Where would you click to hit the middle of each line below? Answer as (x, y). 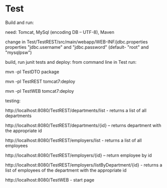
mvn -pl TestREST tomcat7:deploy (40, 81)
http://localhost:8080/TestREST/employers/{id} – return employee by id (78, 155)
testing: (13, 101)
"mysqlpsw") (18, 52)
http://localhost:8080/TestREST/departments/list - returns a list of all (76, 110)
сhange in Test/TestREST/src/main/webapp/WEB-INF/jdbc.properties (76, 42)
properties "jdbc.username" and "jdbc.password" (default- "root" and (77, 47)
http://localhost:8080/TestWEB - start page (50, 180)
